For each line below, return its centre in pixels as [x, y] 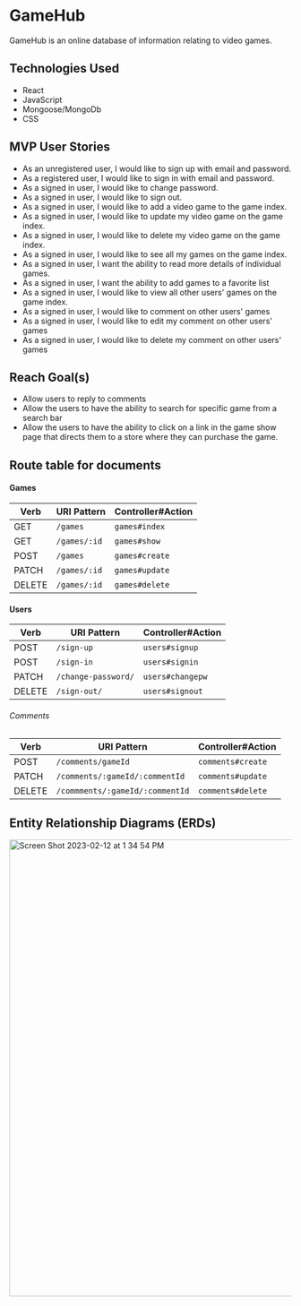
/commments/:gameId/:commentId [123, 791]
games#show [138, 541]
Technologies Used [64, 69]
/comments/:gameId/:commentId [120, 777]
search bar [42, 418]
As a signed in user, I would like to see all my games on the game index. [155, 254]
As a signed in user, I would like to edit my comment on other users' [147, 321]
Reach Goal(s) [50, 377]
